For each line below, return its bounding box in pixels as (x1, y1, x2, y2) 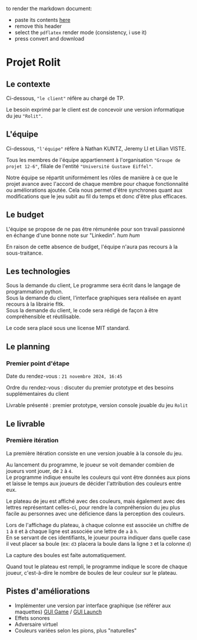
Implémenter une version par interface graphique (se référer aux (14, 602, 171, 609)
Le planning (6, 341, 50, 352)
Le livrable (6, 419, 45, 429)
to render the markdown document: (6, 5, 92, 12)
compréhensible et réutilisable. (6, 313, 81, 320)
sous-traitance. (6, 249, 43, 256)
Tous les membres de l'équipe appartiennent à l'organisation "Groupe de (6, 156, 181, 164)
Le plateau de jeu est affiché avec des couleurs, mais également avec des (6, 497, 185, 505)
